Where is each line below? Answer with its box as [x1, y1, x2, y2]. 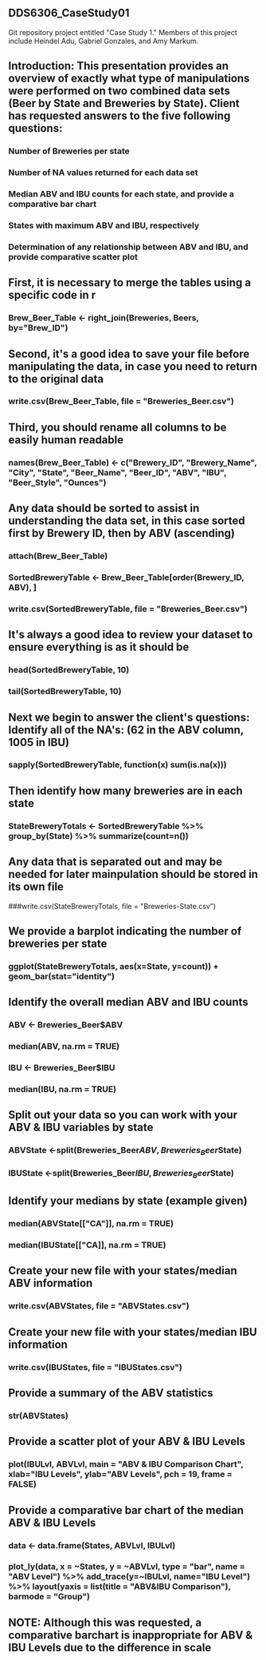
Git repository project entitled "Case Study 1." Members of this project [8, 27, 237, 37]
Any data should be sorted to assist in [8, 502, 200, 515]
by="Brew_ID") [8, 323, 68, 334]
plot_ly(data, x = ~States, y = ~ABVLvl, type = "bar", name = [8, 1561, 245, 1572]
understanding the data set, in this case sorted [8, 514, 245, 528]
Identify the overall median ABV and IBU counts [8, 995, 248, 1009]
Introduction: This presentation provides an [8, 59, 229, 73]
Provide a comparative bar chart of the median [8, 1503, 244, 1517]
